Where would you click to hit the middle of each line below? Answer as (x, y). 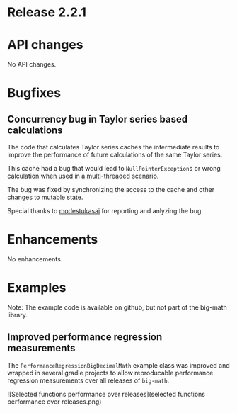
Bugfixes (34, 93)
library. (18, 315)
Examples (37, 288)
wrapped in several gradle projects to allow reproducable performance (110, 373)
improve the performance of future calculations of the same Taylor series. (115, 155)
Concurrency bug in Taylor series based (98, 119)
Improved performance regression (85, 337)
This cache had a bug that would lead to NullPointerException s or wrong (114, 169)
